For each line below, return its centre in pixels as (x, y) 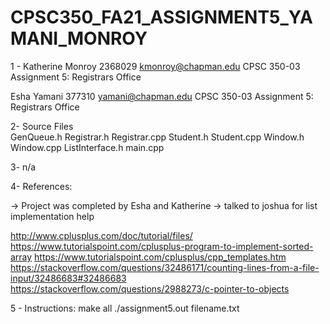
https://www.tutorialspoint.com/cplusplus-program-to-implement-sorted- (162, 246)
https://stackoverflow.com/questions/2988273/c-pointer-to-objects (150, 288)
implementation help (52, 216)
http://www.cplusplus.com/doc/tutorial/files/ (101, 235)
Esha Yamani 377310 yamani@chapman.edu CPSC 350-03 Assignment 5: (162, 96)
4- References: (41, 186)
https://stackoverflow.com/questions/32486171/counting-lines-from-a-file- (165, 267)
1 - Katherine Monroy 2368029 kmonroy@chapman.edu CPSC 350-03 (155, 66)
